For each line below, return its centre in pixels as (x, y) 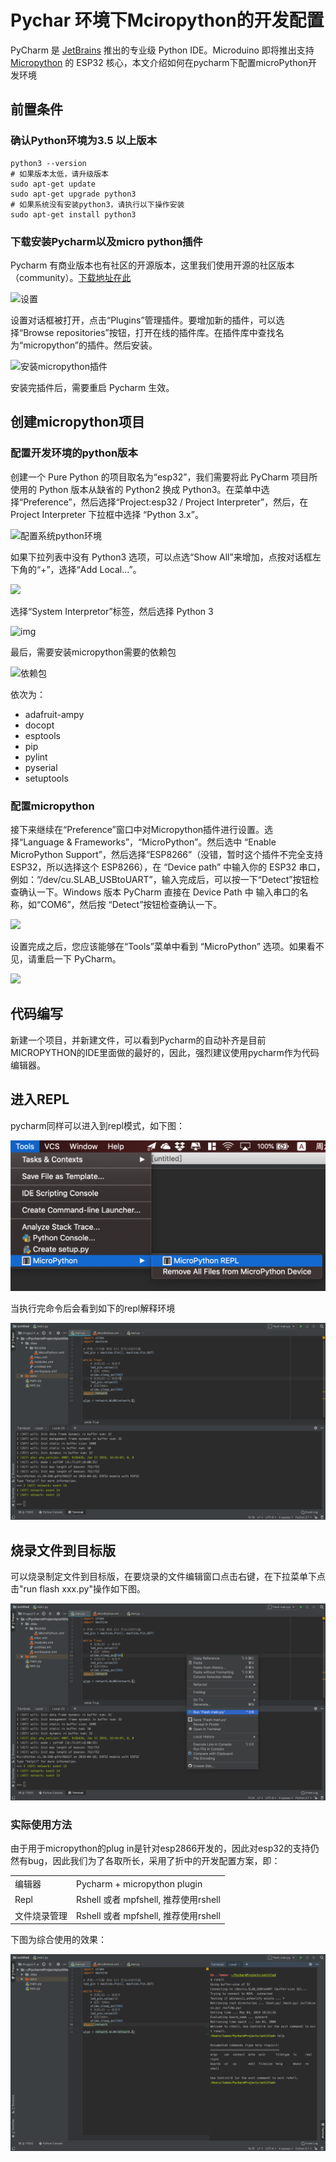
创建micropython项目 (77, 422)
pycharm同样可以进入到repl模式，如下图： (97, 1125)
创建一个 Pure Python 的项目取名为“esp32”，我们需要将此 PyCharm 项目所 (164, 477)
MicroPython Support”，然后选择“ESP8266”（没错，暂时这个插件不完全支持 (167, 854)
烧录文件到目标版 (63, 1550)
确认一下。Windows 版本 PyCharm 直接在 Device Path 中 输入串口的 (159, 892)
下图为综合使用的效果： (58, 1940)
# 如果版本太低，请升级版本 (60, 174)
